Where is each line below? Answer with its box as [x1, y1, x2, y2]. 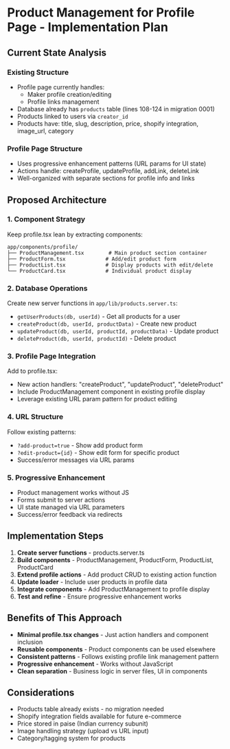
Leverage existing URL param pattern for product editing [16, 395, 177, 403]
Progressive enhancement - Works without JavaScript [16, 660, 174, 668]
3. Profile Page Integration [7, 352, 96, 361]
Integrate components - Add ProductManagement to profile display [16, 585, 210, 593]
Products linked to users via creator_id [16, 112, 128, 120]
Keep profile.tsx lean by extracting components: [7, 230, 143, 238]
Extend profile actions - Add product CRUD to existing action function [16, 570, 217, 579]
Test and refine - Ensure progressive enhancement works [16, 592, 182, 601]
